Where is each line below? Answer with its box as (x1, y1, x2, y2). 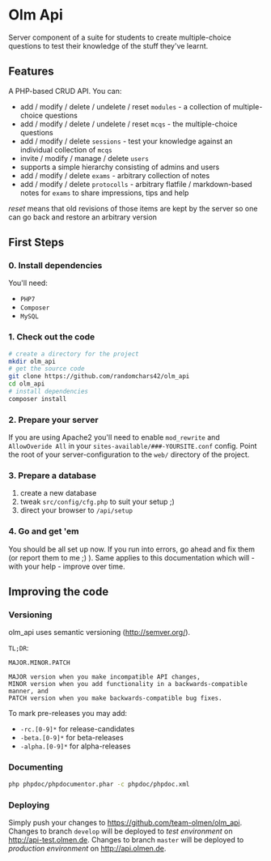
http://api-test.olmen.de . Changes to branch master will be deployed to (8, 834, 244, 844)
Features (8, 65, 54, 79)
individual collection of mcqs (19, 144, 112, 155)
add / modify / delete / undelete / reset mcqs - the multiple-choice (19, 119, 238, 129)
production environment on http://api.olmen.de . (8, 843, 167, 853)
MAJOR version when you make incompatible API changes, (8, 673, 201, 681)
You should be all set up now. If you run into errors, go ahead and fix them (8, 544, 255, 554)
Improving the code (8, 585, 109, 599)
